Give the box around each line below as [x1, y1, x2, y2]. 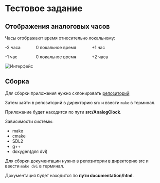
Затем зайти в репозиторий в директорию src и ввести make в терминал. [5, 100, 156, 105]
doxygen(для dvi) [12, 149, 48, 154]
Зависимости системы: [5, 118, 53, 124]
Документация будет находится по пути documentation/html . [5, 172, 134, 178]
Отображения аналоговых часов [5, 22, 110, 31]
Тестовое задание [5, 3, 83, 14]
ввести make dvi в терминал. [5, 163, 65, 169]
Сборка [5, 77, 29, 85]
